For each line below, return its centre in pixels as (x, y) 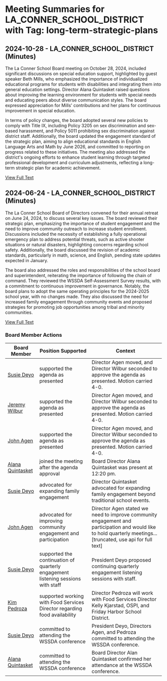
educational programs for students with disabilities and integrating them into (83, 84)
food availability (58, 615)
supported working (61, 596)
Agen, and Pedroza (114, 632)
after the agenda (58, 468)
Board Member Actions (34, 335)
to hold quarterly (111, 533)
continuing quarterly (115, 567)
